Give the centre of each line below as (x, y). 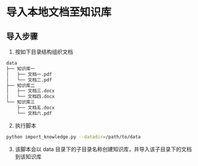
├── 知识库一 (21, 69)
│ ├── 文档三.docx (31, 91)
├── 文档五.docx (36, 108)
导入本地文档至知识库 (59, 12)
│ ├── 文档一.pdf (29, 74)
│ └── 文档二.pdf (29, 80)
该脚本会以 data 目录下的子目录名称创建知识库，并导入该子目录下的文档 (103, 149)
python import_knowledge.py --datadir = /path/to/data (73, 137)
